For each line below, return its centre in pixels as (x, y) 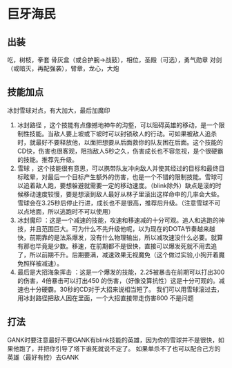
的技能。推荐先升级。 (47, 159)
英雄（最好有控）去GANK (43, 357)
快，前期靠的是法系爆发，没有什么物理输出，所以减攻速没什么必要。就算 (120, 237)
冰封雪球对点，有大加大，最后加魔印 (59, 110)
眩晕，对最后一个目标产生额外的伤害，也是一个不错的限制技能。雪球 (120, 176)
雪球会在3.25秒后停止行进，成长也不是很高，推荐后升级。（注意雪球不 (116, 203)
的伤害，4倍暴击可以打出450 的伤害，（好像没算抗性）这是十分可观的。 (118, 280)
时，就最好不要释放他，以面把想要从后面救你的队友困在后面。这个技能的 (120, 142)
